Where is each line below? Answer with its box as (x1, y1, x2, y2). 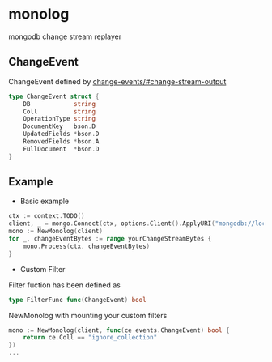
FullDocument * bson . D (23, 145, 100, 153)
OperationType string (23, 115, 96, 123)
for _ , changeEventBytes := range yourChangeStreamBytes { (8, 235, 212, 243)
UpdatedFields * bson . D (23, 130, 100, 138)
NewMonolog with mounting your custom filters (8, 310, 168, 320)
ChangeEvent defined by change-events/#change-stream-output (8, 76, 227, 86)
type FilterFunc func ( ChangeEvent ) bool (8, 296, 147, 304)
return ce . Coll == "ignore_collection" (23, 334, 158, 342)
